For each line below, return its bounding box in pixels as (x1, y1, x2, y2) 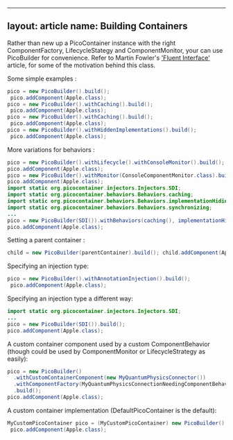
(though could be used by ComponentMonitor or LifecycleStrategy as (7, 347, 206, 355)
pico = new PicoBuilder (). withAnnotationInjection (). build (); (7, 276, 191, 282)
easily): (7, 355, 28, 363)
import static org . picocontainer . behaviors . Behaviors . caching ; (7, 192, 194, 198)
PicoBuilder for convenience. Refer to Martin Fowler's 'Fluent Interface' (7, 53, 210, 62)
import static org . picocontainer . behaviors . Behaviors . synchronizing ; (7, 204, 213, 211)
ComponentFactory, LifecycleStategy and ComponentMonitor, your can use (7, 46, 223, 54)
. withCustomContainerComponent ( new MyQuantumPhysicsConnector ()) (13, 374, 207, 382)
